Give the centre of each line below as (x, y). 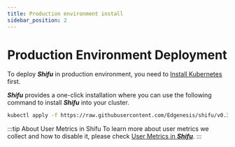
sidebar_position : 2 (37, 20)
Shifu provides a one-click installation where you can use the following (109, 95)
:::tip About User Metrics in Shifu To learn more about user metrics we (108, 129)
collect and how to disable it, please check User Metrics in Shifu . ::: (105, 136)
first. (14, 82)
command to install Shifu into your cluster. (68, 103)
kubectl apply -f (33, 115)
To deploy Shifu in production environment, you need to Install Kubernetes (115, 74)
